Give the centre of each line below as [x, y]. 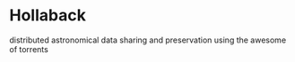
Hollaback [48, 15]
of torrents [29, 49]
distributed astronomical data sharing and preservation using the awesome [148, 40]
